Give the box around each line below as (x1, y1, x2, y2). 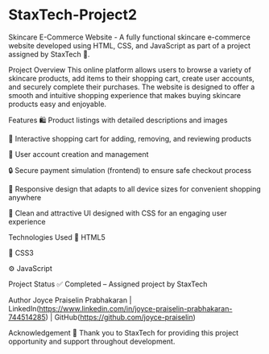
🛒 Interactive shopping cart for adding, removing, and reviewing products (8, 134, 252, 143)
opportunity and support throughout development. (8, 336, 176, 346)
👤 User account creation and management (8, 149, 149, 158)
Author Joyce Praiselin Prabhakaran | (8, 295, 132, 305)
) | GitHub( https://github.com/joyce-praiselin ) (45, 312, 196, 322)
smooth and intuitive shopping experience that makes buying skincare (8, 90, 242, 100)
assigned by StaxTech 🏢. (8, 49, 90, 59)
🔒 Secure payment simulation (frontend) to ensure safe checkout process (8, 165, 252, 175)
